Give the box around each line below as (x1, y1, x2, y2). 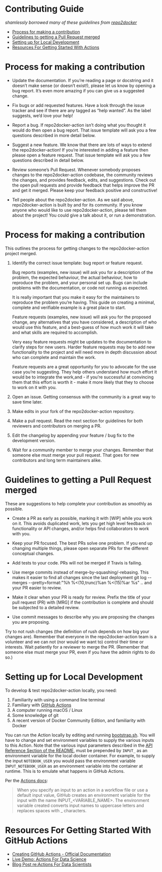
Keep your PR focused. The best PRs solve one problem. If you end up (12, 540, 153, 546)
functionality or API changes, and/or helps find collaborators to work (12, 526, 149, 531)
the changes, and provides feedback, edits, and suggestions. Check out (12, 177, 156, 183)
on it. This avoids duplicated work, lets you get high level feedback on (12, 520, 152, 526)
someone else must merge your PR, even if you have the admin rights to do (5, 649, 155, 655)
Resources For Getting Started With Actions (12, 44, 99, 50)
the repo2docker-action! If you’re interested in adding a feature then (12, 147, 149, 153)
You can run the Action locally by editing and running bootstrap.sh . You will (5, 732, 155, 738)
